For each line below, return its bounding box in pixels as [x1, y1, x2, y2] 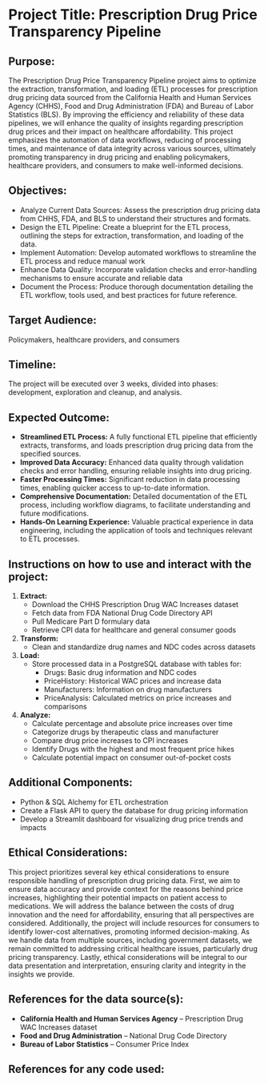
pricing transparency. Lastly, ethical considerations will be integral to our [8, 952, 248, 962]
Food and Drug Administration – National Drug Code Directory [19, 1030, 227, 1040]
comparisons [43, 702, 87, 712]
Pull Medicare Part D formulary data [31, 616, 150, 626]
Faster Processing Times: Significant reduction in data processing [19, 475, 241, 484]
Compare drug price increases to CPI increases [31, 736, 189, 745]
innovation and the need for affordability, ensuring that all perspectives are [8, 909, 254, 919]
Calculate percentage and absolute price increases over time [31, 719, 234, 729]
